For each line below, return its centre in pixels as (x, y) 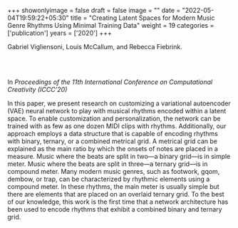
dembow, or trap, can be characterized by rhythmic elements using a (109, 179)
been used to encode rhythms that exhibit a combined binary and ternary (115, 209)
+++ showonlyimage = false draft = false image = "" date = (94, 10)
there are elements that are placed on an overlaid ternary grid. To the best (116, 194)
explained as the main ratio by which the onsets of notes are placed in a (113, 149)
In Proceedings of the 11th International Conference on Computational (110, 82)
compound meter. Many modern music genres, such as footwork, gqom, (114, 171)
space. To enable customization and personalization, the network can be (114, 118)
